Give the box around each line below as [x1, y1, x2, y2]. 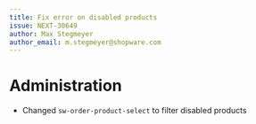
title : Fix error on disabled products [9, 12, 158, 22]
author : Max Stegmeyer [9, 29, 94, 38]
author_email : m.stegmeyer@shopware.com [9, 37, 162, 47]
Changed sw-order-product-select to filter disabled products [21, 105, 247, 116]
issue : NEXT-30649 [9, 21, 78, 30]
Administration [9, 76, 122, 96]
